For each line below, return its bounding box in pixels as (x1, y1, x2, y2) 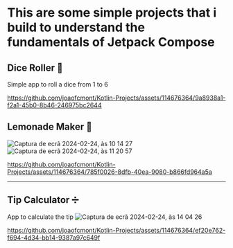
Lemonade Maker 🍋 (7, 121, 92, 133)
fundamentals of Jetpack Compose (7, 35, 215, 50)
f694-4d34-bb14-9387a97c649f (7, 233, 101, 242)
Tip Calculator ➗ (7, 194, 79, 206)
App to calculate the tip (7, 213, 74, 221)
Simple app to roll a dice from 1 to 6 (7, 80, 109, 88)
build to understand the (7, 19, 146, 35)
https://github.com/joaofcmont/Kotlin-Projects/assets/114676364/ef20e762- (7, 226, 226, 234)
